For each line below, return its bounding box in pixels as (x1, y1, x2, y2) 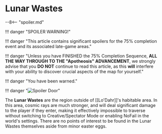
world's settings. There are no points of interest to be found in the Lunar (5, 118, 152, 124)
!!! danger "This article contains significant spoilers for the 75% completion (5, 38, 158, 44)
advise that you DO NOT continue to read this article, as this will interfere (5, 63, 154, 69)
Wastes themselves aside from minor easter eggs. (5, 123, 107, 129)
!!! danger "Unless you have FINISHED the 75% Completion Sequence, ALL (5, 53, 158, 59)
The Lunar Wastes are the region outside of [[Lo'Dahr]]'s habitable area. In (5, 97, 158, 103)
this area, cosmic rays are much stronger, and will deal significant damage (5, 102, 156, 108)
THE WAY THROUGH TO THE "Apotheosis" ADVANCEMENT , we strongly (5, 58, 156, 64)
